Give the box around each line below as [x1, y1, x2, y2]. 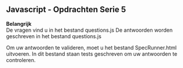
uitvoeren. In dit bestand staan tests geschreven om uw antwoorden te [6, 50, 178, 57]
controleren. [6, 56, 36, 63]
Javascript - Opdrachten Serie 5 [6, 5, 127, 15]
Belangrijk [6, 20, 32, 27]
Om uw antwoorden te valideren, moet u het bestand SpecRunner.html [6, 44, 177, 51]
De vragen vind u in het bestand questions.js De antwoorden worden [6, 26, 173, 33]
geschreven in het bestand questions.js [6, 32, 102, 40]
